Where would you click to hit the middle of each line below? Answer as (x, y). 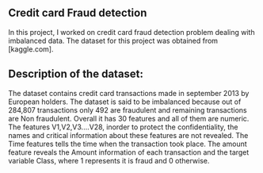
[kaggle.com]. (31, 49)
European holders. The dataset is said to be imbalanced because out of (125, 102)
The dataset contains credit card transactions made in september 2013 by (129, 93)
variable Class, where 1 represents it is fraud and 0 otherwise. (109, 160)
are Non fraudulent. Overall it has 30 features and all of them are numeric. (129, 118)
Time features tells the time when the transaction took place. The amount (128, 144)
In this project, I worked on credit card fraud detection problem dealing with (131, 32)
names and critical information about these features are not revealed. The (128, 135)
